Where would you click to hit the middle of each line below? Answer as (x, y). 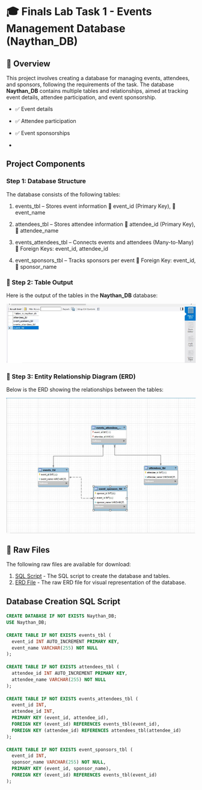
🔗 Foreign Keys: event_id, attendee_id (61, 248)
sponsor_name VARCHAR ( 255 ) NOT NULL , (59, 762)
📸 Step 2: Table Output (40, 282)
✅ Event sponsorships (42, 133)
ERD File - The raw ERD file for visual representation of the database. (100, 583)
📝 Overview (28, 64)
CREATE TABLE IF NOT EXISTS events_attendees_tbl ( (72, 699)
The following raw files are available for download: (69, 565)
